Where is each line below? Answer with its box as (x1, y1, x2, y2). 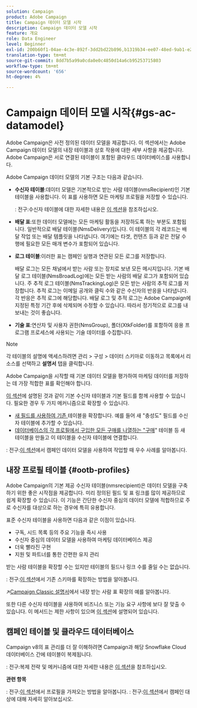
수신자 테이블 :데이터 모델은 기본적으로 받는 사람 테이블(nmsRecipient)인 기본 (14, 186, 191, 193)
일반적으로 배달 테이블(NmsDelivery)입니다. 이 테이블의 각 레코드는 (27, 226, 181, 233)
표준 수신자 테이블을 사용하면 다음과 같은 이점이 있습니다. (6, 516, 136, 523)
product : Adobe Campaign (6, 14, 67, 20)
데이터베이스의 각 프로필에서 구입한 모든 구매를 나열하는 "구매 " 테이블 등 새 (14, 427, 186, 434)
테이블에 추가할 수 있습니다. (21, 420, 84, 427)
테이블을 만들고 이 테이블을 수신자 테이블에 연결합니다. (14, 434, 139, 441)
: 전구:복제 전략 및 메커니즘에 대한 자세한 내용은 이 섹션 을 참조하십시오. (6, 663, 167, 670)
